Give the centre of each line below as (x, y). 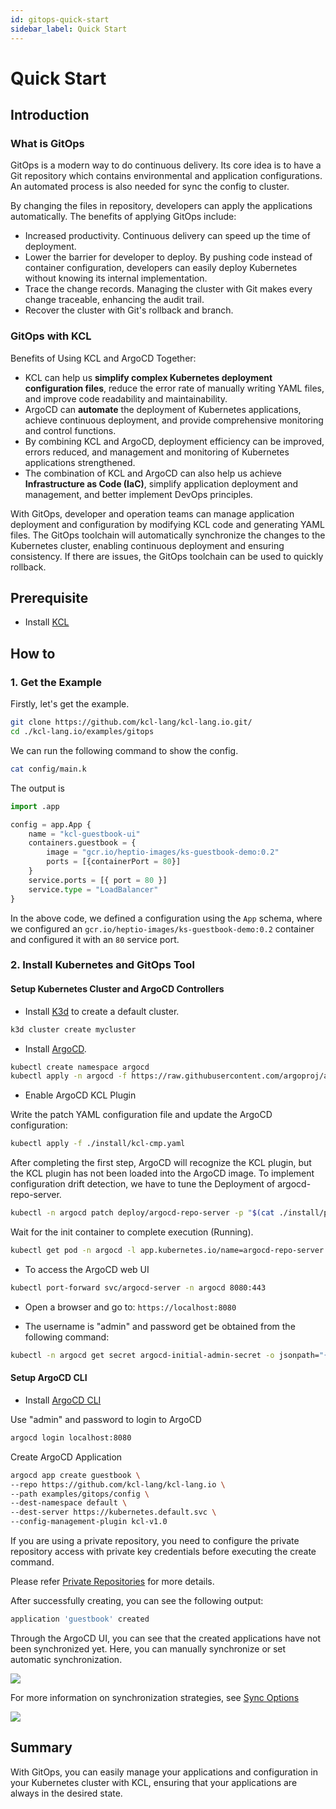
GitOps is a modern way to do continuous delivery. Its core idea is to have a (166, 165)
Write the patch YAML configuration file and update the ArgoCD (141, 1115)
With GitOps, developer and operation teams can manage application (152, 513)
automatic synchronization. (66, 1659)
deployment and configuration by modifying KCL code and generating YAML (167, 524)
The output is (37, 788)
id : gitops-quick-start (60, 19)
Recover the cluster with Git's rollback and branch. (129, 310)
